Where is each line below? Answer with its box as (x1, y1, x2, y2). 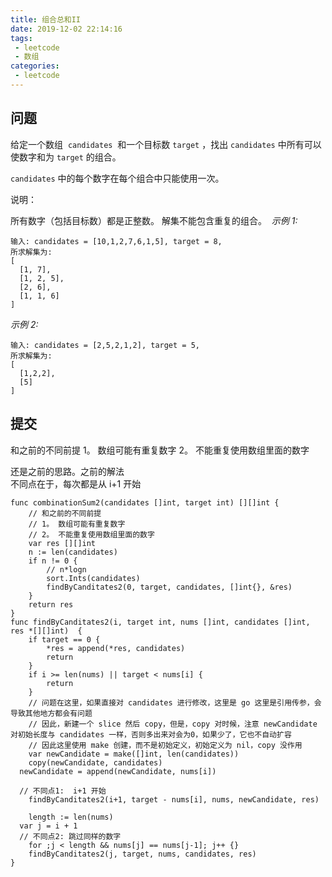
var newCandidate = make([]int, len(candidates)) (28, 749, 240, 759)
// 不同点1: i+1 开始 (19, 786, 107, 796)
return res (28, 599, 74, 610)
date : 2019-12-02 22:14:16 (10, 24, 123, 34)
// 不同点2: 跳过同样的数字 (19, 831, 122, 841)
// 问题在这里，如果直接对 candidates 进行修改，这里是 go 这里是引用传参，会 (28, 697, 322, 708)
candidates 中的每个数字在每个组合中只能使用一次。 (10, 172, 225, 184)
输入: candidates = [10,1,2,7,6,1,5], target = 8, (10, 236, 223, 246)
